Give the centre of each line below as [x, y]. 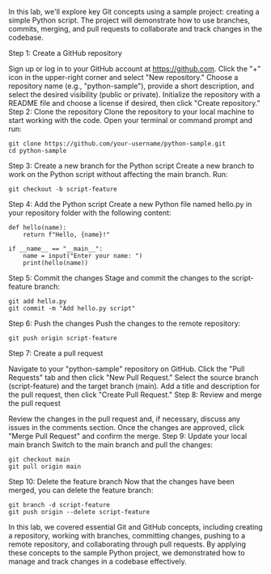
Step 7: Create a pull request [56, 353]
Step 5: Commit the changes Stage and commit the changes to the [119, 278]
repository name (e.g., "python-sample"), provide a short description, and [131, 86]
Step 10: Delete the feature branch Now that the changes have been [121, 481]
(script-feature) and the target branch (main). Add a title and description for [134, 386]
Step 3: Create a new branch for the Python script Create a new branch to [131, 166]
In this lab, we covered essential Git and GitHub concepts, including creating [135, 527]
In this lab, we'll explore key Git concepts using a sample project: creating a [134, 12]
